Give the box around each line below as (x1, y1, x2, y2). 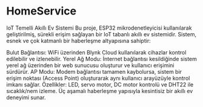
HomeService (6, 4, 77, 18)
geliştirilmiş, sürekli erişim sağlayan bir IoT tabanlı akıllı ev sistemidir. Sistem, (6, 30, 197, 37)
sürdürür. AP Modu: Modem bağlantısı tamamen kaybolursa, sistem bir (6, 68, 182, 75)
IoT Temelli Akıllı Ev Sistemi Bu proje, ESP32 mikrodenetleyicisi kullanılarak (6, 24, 192, 31)
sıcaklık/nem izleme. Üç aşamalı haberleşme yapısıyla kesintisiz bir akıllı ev (6, 87, 193, 94)
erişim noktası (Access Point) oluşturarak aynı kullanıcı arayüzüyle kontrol (6, 74, 190, 82)
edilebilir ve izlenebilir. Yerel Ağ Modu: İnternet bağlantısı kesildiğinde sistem (6, 55, 197, 62)
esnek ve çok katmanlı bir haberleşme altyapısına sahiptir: (6, 37, 151, 44)
